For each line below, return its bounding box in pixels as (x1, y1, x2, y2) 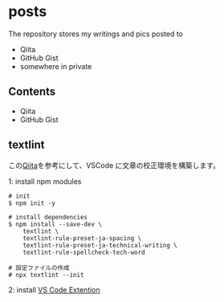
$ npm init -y (8, 199, 56, 207)
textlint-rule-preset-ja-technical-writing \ (22, 241, 178, 249)
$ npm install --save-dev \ (8, 220, 103, 228)
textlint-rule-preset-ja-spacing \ (22, 234, 142, 243)
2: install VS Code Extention (8, 284, 100, 295)
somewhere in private (19, 61, 92, 71)
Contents (8, 85, 56, 99)
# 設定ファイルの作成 (8, 263, 70, 271)
